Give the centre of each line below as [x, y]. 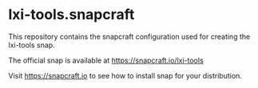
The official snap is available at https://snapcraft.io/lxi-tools [106, 60]
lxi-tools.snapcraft [71, 15]
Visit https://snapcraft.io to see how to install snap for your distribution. [125, 75]
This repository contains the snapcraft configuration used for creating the [129, 36]
